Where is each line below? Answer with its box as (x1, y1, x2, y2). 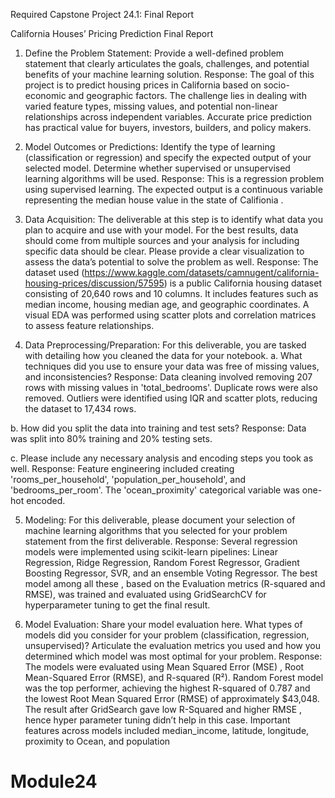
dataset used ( (24, 267, 85, 278)
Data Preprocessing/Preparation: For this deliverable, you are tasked (24, 339, 307, 351)
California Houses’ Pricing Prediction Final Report (10, 28, 214, 39)
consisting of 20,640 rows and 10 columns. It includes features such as (24, 288, 319, 299)
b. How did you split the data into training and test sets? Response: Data (10, 422, 307, 434)
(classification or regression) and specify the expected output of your (24, 152, 312, 163)
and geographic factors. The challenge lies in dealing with (68, 90, 307, 101)
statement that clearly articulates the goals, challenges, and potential (24, 58, 310, 69)
